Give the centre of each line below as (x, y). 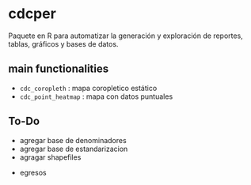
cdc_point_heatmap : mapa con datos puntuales (96, 96)
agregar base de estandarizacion (74, 149)
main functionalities (59, 69)
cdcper (32, 14)
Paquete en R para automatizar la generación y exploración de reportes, (125, 36)
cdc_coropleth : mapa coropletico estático (88, 88)
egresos (33, 172)
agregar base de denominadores (73, 140)
